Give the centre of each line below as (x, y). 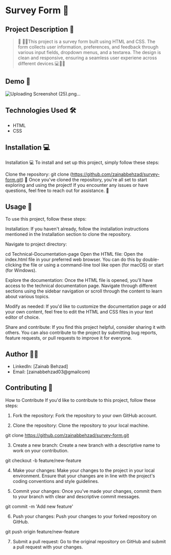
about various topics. (28, 297)
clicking (14, 265)
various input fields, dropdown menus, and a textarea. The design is (89, 52)
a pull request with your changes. (48, 547)
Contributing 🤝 (29, 388)
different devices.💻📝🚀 (41, 64)
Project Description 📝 (40, 29)
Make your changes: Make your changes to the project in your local (83, 470)
